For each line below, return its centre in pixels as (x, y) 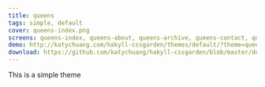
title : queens (32, 15)
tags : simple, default (45, 23)
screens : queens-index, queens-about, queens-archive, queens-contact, (128, 38)
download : (24, 52)
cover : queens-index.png (49, 30)
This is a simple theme (45, 75)
